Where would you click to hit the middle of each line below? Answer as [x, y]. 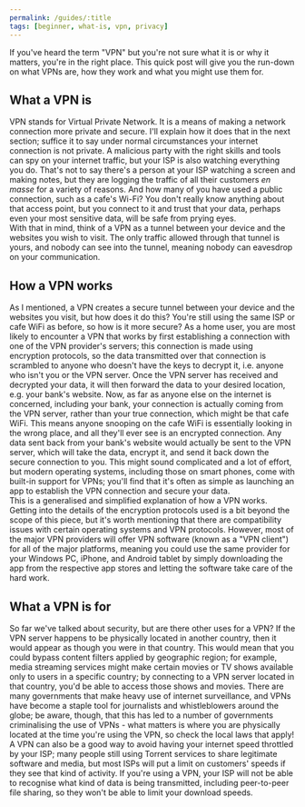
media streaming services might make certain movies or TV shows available [152, 667]
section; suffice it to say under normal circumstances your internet [134, 141]
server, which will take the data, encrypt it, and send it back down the [139, 453]
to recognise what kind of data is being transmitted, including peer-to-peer [149, 782]
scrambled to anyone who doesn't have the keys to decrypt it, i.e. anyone [147, 365]
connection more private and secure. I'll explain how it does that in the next [150, 132]
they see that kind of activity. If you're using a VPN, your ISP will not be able [151, 772]
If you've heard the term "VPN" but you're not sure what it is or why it [139, 52]
